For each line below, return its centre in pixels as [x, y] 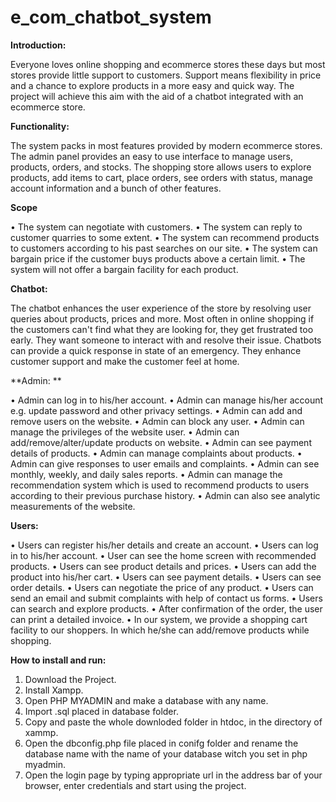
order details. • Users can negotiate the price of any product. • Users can [162, 587]
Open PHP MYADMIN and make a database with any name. [146, 700]
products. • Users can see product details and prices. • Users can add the [163, 566]
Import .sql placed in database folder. [101, 711]
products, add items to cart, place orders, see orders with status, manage [161, 177]
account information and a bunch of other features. [116, 188]
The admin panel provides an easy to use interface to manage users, [151, 156]
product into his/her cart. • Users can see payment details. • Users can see [166, 577]
